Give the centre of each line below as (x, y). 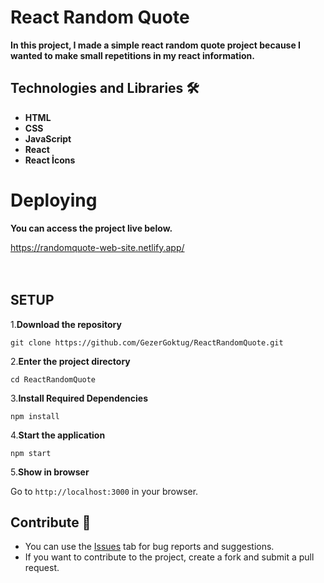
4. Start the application (58, 435)
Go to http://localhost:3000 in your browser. (104, 491)
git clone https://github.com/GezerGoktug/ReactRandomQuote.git (147, 342)
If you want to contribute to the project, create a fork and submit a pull (169, 557)
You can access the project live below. (91, 228)
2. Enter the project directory (70, 361)
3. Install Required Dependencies (79, 398)
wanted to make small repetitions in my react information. (132, 55)
